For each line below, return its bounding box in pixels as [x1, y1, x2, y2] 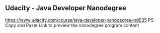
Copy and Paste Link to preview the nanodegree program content [5, 22, 139, 28]
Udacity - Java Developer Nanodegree [5, 4, 127, 12]
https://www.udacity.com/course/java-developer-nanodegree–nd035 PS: [5, 17, 155, 23]
